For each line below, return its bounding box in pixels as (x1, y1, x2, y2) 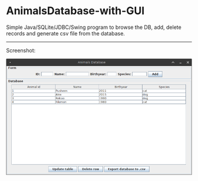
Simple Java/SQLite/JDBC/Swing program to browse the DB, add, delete (6, 24, 181, 31)
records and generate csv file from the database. (6, 29, 126, 37)
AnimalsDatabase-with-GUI (6, 4, 145, 18)
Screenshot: (6, 47, 36, 54)
